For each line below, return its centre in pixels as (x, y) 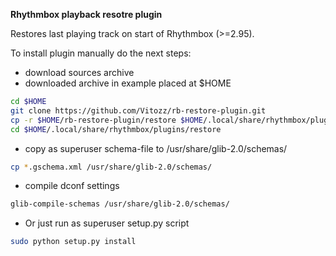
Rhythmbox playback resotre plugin (86, 14)
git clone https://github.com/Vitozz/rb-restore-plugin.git (138, 110)
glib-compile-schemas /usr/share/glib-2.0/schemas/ (120, 204)
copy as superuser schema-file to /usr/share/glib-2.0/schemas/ (156, 148)
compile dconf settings (72, 186)
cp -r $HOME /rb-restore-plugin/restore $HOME (106, 120)
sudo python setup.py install (73, 242)
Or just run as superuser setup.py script (107, 223)
